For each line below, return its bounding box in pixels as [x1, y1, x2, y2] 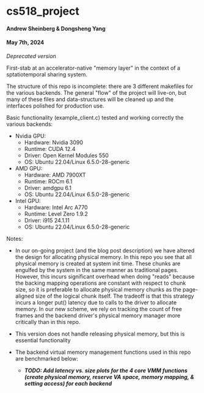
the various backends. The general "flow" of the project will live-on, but [6, 89, 187, 96]
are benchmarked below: [15, 354, 78, 362]
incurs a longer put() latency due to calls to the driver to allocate [15, 298, 177, 306]
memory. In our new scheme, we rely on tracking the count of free [15, 305, 182, 312]
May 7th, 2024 [6, 39, 45, 46]
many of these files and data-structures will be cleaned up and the [6, 95, 174, 103]
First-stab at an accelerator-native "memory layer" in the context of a [6, 64, 181, 72]
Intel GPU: [15, 197, 41, 204]
